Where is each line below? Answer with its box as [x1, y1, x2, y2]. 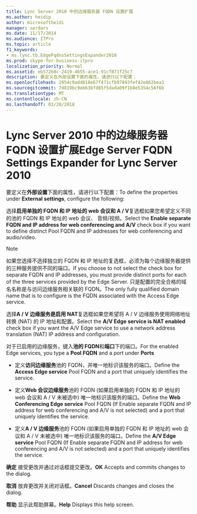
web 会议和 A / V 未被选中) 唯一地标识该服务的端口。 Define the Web [14, 394, 181, 401]
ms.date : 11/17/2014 [6, 31, 57, 36]
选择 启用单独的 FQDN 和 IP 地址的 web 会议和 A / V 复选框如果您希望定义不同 [6, 207, 191, 214]
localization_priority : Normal [6, 63, 83, 69]
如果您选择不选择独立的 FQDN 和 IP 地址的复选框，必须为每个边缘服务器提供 [6, 257, 191, 264]
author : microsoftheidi [6, 19, 65, 25]
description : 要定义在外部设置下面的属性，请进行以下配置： [6, 74, 137, 80]
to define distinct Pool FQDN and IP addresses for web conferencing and [6, 227, 183, 235]
